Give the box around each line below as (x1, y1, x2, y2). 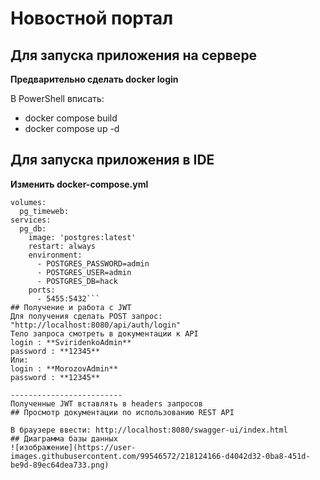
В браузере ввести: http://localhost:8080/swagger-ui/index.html (10, 425, 288, 435)
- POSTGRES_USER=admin (36, 267, 132, 277)
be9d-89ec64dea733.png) (10, 460, 110, 470)
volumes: (10, 197, 47, 207)
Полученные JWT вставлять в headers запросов (10, 398, 203, 409)
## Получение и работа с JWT (10, 302, 132, 312)
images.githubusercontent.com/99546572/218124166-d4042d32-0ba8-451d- (10, 451, 311, 461)
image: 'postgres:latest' (28, 232, 137, 242)
